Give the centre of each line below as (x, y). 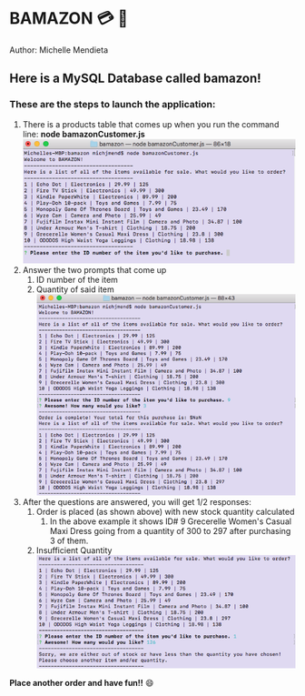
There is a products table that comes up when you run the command (151, 124)
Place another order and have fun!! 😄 (82, 683)
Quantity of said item (75, 289)
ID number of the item (77, 280)
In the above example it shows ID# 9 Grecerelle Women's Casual (171, 521)
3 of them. (69, 540)
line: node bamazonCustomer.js (84, 134)
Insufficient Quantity (74, 550)
